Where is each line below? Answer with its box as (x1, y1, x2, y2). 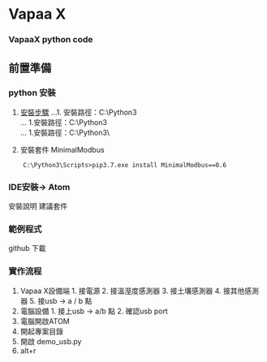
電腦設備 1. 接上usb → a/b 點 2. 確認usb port (19, 306, 168, 316)
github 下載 (8, 243, 46, 253)
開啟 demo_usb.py (19, 336, 82, 346)
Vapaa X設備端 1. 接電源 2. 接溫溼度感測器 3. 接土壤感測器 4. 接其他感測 (19, 286, 260, 295)
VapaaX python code (8, 34, 93, 45)
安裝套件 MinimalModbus (19, 144, 105, 154)
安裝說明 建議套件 (8, 201, 67, 211)
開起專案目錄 (19, 326, 63, 336)
